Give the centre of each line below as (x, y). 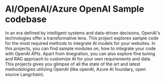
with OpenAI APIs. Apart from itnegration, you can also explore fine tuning (80, 53)
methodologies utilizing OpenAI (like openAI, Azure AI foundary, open (76, 69)
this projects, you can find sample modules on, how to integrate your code (81, 48)
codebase (26, 19)
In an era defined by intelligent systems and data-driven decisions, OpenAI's (83, 33)
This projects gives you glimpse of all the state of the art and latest (73, 64)
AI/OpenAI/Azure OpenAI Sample (75, 9)
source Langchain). (25, 74)
